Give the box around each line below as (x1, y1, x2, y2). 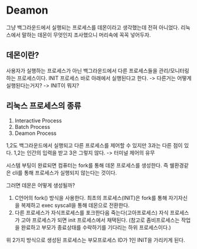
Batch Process (14, 123, 50, 130)
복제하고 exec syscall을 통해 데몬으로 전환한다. (21, 202, 130, 209)
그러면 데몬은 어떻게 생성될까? (6, 182, 75, 189)
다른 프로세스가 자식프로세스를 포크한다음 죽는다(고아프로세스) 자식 (14, 209, 169, 216)
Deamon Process (14, 130, 57, 137)
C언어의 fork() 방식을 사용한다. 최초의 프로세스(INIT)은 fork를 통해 (14, 194, 168, 201)
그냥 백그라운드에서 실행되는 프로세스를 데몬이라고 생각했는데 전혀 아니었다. (6, 24, 180, 31)
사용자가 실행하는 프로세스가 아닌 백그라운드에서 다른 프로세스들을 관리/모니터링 (6, 67, 190, 74)
